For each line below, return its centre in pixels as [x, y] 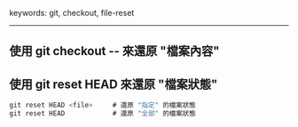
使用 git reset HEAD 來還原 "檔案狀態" [114, 84]
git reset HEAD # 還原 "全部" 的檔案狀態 [103, 114]
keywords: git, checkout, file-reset [72, 13]
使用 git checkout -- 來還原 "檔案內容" [114, 51]
